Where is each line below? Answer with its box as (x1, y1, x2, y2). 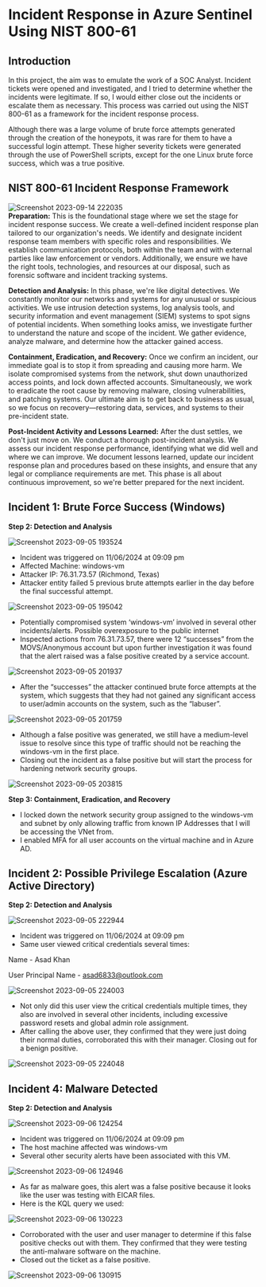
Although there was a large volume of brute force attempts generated (8, 125, 236, 134)
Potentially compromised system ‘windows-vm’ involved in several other (19, 617, 256, 627)
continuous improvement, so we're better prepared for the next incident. (8, 477, 245, 487)
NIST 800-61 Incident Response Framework (8, 182, 229, 195)
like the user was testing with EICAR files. (19, 1191, 156, 1200)
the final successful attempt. (19, 586, 114, 596)
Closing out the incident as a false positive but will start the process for (19, 755, 253, 765)
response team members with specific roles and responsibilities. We (8, 237, 232, 246)
